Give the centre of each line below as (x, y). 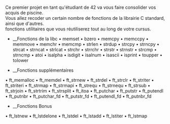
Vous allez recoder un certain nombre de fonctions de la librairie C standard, (85, 18)
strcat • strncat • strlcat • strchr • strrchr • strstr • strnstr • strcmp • (85, 50)
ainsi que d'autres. (25, 23)
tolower (21, 60)
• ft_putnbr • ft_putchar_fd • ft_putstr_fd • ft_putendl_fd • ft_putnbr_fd (78, 96)
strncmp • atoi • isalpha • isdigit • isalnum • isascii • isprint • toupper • (87, 55)
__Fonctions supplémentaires (43, 70)
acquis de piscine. (24, 13)
